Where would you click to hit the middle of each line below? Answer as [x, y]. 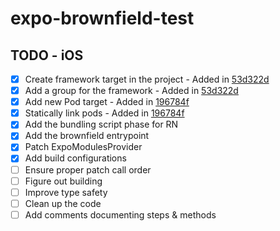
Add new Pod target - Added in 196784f [107, 102]
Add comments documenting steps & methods [120, 214]
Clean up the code [63, 203]
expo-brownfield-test [102, 18]
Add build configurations [75, 158]
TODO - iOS [47, 55]
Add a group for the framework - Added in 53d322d [131, 91]
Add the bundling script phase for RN [101, 124]
